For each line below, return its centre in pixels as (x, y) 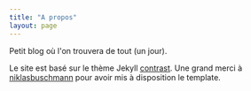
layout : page (33, 26)
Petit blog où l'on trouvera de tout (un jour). (88, 50)
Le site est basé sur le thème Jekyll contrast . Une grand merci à (125, 68)
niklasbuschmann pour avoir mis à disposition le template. (115, 77)
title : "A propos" (43, 17)
